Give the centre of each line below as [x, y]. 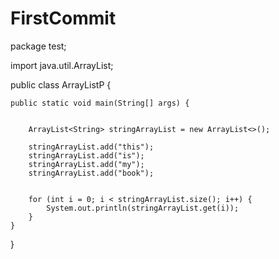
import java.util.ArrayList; [62, 65]
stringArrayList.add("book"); [91, 173]
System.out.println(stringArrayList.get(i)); [143, 208]
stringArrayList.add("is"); [86, 155]
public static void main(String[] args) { [100, 103]
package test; [38, 46]
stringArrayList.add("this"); [91, 147]
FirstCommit [63, 18]
